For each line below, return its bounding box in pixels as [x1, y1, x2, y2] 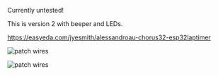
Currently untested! [7, 6, 64, 14]
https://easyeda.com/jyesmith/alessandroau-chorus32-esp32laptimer [7, 33, 211, 42]
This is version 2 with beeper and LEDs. [7, 20, 123, 27]
